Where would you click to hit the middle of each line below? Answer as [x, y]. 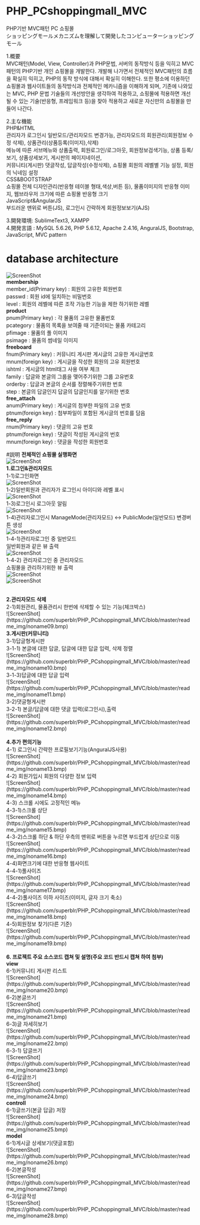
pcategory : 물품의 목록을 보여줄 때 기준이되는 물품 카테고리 [76, 325]
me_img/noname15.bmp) [36, 829]
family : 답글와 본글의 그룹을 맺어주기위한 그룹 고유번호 [70, 376]
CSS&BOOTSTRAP [29, 179]
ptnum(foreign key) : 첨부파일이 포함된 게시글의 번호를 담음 [76, 413]
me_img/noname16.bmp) [36, 856]
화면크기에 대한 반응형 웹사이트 [53, 863]
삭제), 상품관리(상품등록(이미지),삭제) [56, 143]
